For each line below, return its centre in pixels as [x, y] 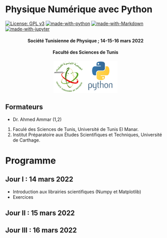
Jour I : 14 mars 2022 [39, 179]
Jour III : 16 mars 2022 [41, 230]
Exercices [23, 197]
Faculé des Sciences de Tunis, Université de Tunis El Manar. [76, 129]
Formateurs [24, 107]
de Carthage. [26, 140]
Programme [31, 160]
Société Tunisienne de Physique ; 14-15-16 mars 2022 [86, 41]
